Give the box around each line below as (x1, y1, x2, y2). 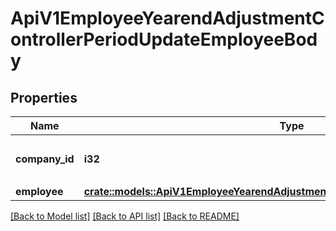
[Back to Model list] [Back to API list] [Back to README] (10, 210, 240, 222)
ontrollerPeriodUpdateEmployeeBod (10, 28, 318, 51)
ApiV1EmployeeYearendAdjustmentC (10, 7, 325, 30)
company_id (15, 152, 75, 166)
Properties (10, 89, 78, 106)
